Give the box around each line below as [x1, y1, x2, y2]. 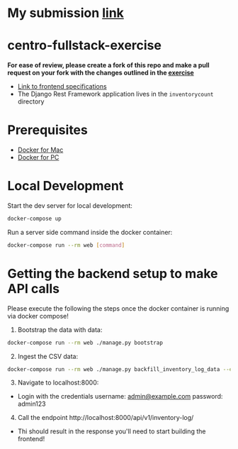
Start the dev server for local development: [7, 201, 133, 210]
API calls [7, 280, 60, 296]
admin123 [17, 399, 46, 409]
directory [17, 97, 45, 106]
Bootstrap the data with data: [17, 325, 103, 334]
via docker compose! [7, 311, 69, 320]
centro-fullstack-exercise [7, 38, 161, 54]
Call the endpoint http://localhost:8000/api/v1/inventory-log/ [17, 414, 194, 422]
